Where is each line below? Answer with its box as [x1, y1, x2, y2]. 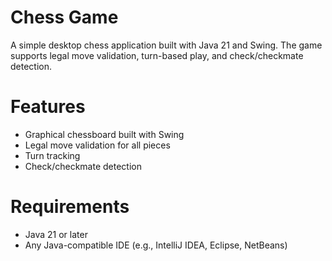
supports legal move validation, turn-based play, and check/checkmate [10, 49, 304, 61]
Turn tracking [24, 149, 81, 161]
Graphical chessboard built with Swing [24, 128, 185, 140]
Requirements [10, 196, 130, 218]
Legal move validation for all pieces [24, 139, 171, 151]
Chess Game [10, 6, 119, 29]
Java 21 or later [24, 228, 88, 240]
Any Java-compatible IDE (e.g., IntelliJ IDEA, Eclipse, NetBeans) [24, 239, 288, 251]
